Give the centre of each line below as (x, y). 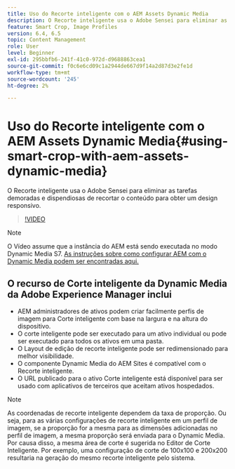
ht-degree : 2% (28, 86)
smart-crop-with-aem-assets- (98, 156)
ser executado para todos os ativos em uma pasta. (90, 341)
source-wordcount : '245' (43, 79)
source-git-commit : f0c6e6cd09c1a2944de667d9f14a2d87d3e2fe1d (100, 66)
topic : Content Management (47, 40)
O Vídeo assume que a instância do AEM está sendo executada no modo (112, 246)
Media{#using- (183, 141)
